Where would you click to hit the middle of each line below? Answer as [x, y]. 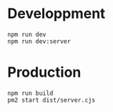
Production [44, 72]
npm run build [31, 93]
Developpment [56, 14]
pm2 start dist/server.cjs [51, 100]
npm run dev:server [39, 41]
